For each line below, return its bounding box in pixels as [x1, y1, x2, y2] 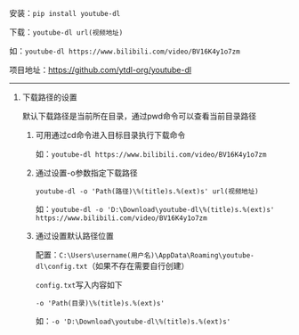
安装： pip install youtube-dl [9, 8, 121, 18]
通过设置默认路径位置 [35, 231, 114, 241]
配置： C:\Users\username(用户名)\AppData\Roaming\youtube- [35, 249, 255, 260]
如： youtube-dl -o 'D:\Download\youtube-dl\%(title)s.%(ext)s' [35, 204, 275, 214]
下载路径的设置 [21, 92, 77, 102]
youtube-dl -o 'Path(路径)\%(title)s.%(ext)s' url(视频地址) [35, 187, 260, 196]
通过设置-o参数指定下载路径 [35, 167, 138, 178]
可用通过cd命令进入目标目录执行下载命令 [35, 130, 186, 140]
